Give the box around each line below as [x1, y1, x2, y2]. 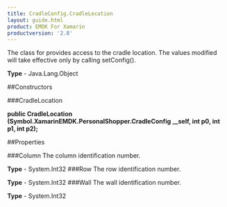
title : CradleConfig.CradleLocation [7, 10, 113, 17]
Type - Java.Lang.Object [7, 69, 78, 78]
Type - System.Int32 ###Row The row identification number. [7, 165, 181, 174]
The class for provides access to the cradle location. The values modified [7, 49, 217, 57]
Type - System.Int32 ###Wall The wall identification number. [7, 179, 182, 187]
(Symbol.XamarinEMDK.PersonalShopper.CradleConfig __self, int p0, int [7, 117, 221, 126]
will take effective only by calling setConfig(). [7, 56, 137, 65]
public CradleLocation [7, 110, 73, 118]
